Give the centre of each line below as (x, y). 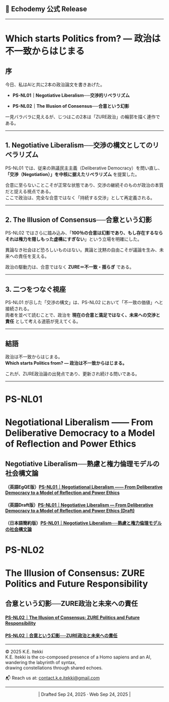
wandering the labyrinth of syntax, (41, 663)
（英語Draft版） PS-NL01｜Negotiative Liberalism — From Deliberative (79, 505)
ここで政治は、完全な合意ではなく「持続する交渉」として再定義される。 (80, 198)
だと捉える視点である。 (29, 191)
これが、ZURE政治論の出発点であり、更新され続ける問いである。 (72, 374)
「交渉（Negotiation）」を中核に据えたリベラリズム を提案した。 (72, 174)
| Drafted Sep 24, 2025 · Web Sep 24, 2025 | (84, 694)
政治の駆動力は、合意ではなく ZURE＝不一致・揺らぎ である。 (70, 267)
